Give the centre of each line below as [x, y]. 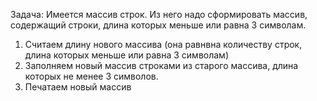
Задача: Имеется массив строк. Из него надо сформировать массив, [159, 14]
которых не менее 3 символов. [91, 76]
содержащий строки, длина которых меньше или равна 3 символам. [158, 25]
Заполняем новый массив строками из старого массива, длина [161, 65]
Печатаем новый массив [78, 87]
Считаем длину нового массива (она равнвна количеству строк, [163, 44]
